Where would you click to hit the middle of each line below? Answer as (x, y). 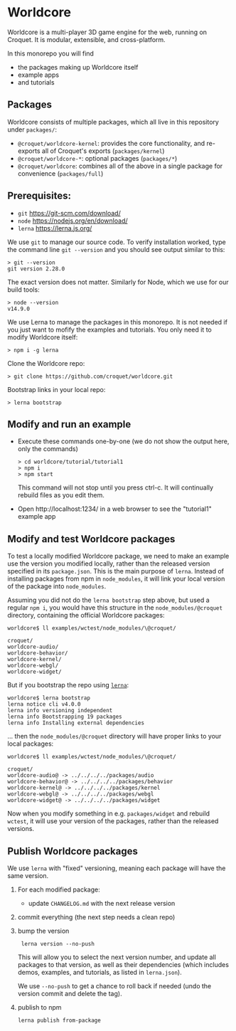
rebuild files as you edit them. (61, 495)
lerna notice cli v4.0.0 (44, 704)
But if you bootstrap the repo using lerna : (68, 685)
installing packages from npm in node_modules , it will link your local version (116, 579)
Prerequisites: (39, 196)
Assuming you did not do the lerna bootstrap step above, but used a (108, 600)
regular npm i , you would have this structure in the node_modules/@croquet (115, 608)
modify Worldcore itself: (43, 337)
